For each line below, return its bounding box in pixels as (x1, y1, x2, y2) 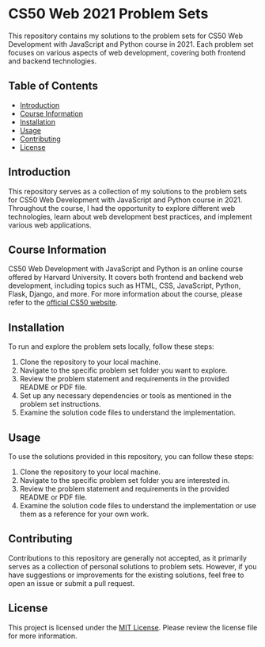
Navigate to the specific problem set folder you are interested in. (19, 476, 230, 484)
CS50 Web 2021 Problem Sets (8, 5, 209, 23)
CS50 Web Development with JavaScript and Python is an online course (8, 264, 244, 274)
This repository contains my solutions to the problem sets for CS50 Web (8, 31, 244, 40)
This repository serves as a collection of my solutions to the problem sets (8, 186, 248, 196)
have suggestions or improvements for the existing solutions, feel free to (8, 570, 244, 580)
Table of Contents (8, 79, 99, 93)
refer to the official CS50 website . (8, 298, 118, 308)
